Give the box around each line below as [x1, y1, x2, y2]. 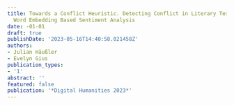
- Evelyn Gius [7, 55, 49, 62]
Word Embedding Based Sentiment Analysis [13, 17, 136, 23]
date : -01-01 [7, 23, 45, 30]
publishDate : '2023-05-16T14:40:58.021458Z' [7, 36, 139, 43]
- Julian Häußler [7, 49, 58, 56]
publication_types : [7, 61, 64, 68]
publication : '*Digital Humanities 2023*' [7, 87, 132, 94]
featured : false [7, 81, 54, 88]
